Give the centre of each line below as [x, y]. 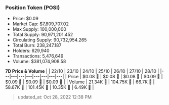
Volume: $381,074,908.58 [39, 62]
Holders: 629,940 [31, 51]
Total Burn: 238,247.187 [37, 45]
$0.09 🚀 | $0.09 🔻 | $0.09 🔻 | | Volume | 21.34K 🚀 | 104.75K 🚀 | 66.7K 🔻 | [80, 82]
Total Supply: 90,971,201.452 [43, 35]
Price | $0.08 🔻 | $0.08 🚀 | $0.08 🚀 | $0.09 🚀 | [115, 77]
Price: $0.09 [26, 19]
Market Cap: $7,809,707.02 [41, 24]
